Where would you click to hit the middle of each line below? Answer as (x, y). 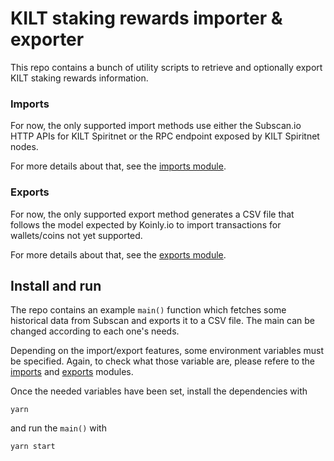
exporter (47, 39)
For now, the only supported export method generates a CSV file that (152, 214)
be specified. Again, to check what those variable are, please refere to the (162, 361)
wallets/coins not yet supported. (76, 235)
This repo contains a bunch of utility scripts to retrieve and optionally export (166, 67)
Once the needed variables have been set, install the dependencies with (159, 391)
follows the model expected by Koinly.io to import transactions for (146, 224)
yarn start (33, 447)
